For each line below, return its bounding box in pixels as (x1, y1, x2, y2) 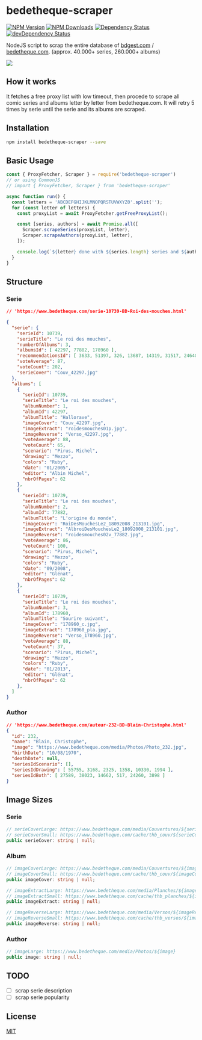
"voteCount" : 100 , (22, 543, 69, 549)
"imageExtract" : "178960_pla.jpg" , (22, 627, 112, 633)
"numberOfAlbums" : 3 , (17, 341, 71, 348)
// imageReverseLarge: (6, 909, 63, 915)
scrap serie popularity (14, 994, 70, 1001)
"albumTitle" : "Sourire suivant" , (22, 616, 109, 622)
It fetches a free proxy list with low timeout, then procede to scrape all (6, 93, 180, 100)
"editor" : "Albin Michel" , (22, 470, 90, 476)
